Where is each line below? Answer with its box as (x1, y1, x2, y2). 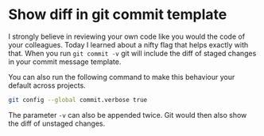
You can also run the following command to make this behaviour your (8, 72, 235, 81)
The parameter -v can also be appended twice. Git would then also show (8, 110, 247, 119)
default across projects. (8, 81, 86, 90)
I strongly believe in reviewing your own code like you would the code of (8, 32, 245, 41)
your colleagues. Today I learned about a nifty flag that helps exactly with (8, 40, 249, 49)
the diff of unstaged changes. (8, 119, 106, 128)
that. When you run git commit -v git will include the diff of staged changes (8, 48, 257, 58)
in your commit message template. (8, 57, 122, 66)
